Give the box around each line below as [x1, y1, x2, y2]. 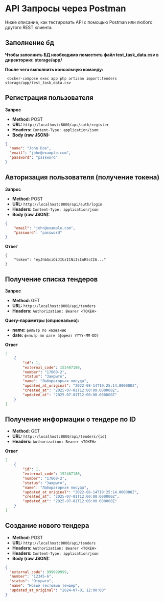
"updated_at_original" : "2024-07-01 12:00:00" [9, 588, 106, 593]
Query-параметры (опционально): [5, 317, 79, 323]
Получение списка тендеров [5, 275, 98, 283]
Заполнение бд [5, 39, 55, 47]
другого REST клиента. [5, 24, 53, 30]
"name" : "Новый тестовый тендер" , [9, 583, 80, 588]
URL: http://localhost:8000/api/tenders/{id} [12, 433, 107, 439]
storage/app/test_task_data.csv [5, 80, 71, 85]
